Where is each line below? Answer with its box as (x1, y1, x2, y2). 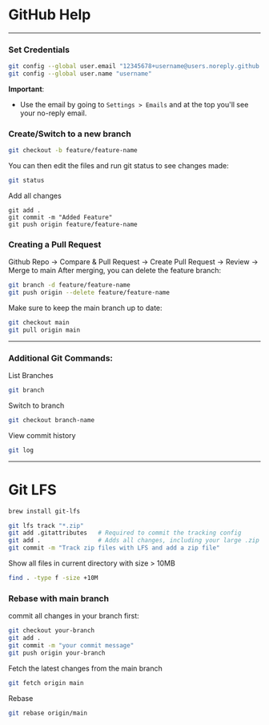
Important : (8, 84, 45, 94)
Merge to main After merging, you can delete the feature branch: (8, 266, 222, 276)
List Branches (8, 371, 54, 381)
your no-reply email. (19, 108, 87, 118)
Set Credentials (8, 44, 70, 55)
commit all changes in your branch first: (8, 611, 140, 621)
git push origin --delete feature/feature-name (8, 288, 171, 297)
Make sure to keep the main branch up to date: (8, 303, 163, 313)
